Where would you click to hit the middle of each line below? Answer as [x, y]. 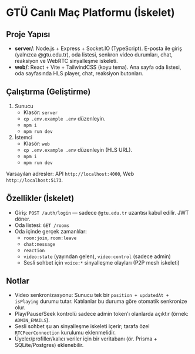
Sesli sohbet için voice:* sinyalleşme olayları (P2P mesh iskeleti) [102, 262]
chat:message [39, 244]
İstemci [23, 137]
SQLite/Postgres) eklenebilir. [49, 345]
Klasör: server [41, 112]
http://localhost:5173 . [35, 180]
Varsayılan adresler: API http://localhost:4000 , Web [70, 173]
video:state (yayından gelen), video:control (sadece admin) [97, 256]
